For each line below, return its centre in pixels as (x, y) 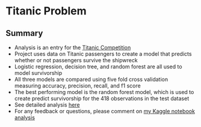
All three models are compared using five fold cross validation (91, 79)
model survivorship (38, 73)
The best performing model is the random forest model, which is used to (104, 92)
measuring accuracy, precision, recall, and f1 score (77, 86)
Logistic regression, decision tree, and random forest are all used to (98, 66)
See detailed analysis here (47, 105)
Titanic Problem (46, 11)
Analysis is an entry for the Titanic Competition (73, 47)
